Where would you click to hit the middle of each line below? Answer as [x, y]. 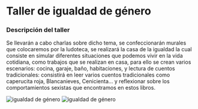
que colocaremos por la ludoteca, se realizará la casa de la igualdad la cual [99, 49]
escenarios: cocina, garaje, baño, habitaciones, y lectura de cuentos [91, 69]
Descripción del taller [38, 30]
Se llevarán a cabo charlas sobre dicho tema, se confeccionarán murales [96, 43]
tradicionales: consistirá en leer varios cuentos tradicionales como [88, 75]
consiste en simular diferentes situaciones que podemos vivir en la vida [94, 56]
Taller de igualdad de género [79, 11]
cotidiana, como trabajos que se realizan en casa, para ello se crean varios [99, 62]
